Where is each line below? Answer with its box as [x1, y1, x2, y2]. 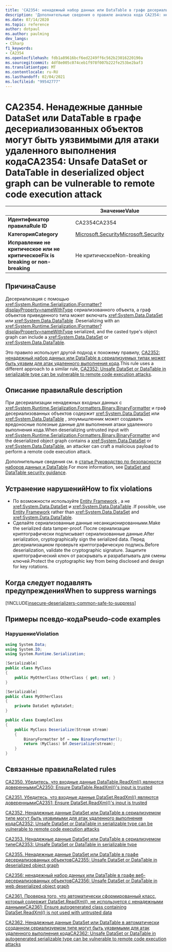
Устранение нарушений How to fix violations [5, 484, 153, 493]
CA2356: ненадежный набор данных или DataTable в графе [5, 872, 135, 878]
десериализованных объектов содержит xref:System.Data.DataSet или [5, 410, 160, 416]
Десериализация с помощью [5, 296, 70, 302]
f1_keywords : [5, 46, 33, 51]
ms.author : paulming [5, 31, 50, 36]
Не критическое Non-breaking [75, 252, 150, 259]
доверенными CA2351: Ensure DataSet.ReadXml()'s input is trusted [5, 799, 147, 806]
